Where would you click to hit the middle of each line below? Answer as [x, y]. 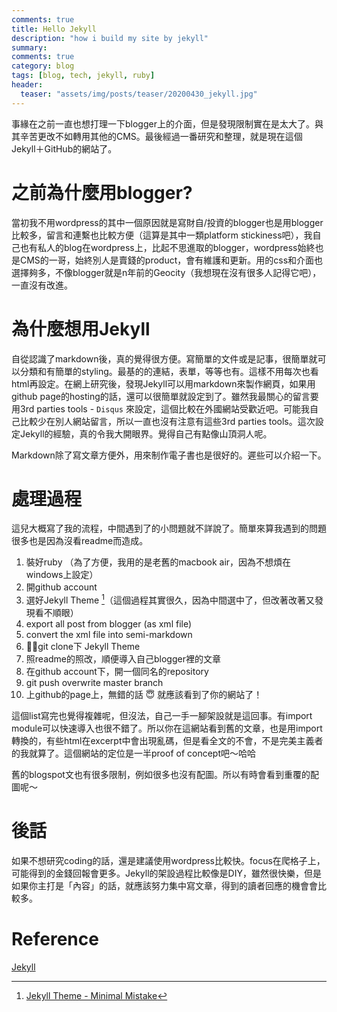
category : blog [43, 66]
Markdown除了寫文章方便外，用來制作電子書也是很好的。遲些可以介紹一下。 [169, 455]
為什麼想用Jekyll [81, 328]
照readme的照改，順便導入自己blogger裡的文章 [123, 659]
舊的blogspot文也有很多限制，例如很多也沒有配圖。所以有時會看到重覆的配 [165, 775]
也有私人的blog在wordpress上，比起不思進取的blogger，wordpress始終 [167, 247]
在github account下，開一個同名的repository [117, 672]
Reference [55, 939]
